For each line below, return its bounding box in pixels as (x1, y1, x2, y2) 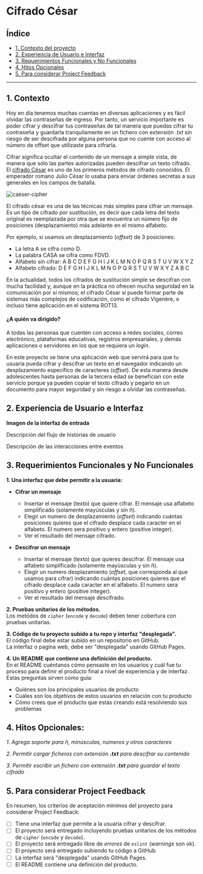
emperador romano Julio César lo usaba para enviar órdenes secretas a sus (6, 172, 196, 180)
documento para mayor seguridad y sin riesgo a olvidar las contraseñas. (6, 386, 187, 393)
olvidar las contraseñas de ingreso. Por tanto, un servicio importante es (6, 116, 184, 123)
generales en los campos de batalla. (6, 178, 97, 186)
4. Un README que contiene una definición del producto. (6, 654, 153, 662)
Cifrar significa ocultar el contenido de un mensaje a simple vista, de (6, 153, 177, 160)
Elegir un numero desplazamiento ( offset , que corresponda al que (24, 568, 188, 575)
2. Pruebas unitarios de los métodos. (6, 605, 101, 613)
